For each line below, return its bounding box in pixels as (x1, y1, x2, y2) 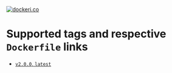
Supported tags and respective (6, 27, 167, 41)
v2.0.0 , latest (15, 60, 52, 67)
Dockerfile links (6, 40, 88, 54)
